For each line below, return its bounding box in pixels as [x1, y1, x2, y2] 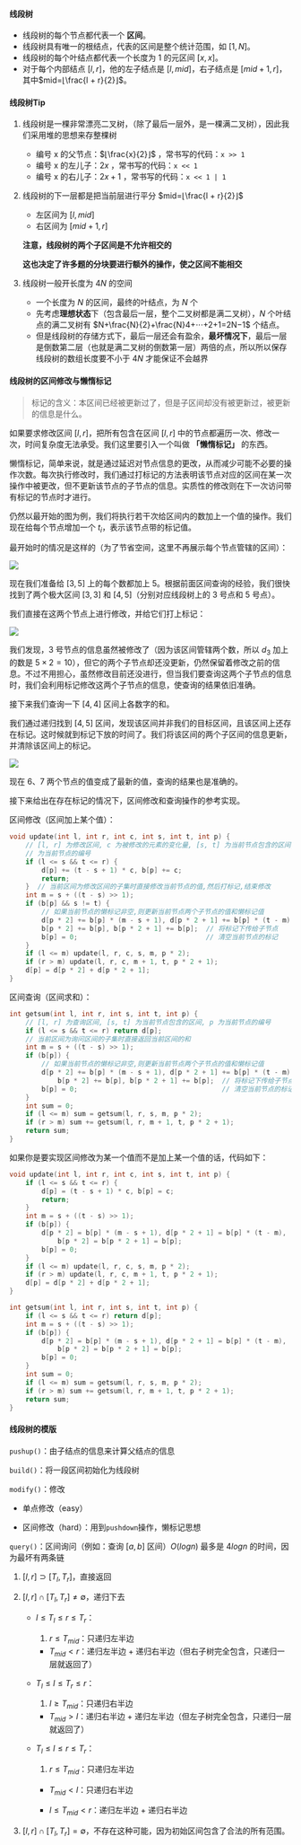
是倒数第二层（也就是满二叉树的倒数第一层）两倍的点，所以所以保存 [35, 342, 288, 353]
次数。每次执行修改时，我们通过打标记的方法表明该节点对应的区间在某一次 [16, 469, 292, 479]
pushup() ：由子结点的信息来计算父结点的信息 [9, 1445, 176, 1456]
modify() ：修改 [9, 1483, 65, 1494]
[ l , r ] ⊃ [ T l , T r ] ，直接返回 [21, 1571, 112, 1584]
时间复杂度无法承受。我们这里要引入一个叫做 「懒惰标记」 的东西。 [24, 438, 273, 449]
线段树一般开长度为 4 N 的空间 [21, 278, 133, 289]
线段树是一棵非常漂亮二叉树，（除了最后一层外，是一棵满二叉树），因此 [21, 119, 282, 129]
